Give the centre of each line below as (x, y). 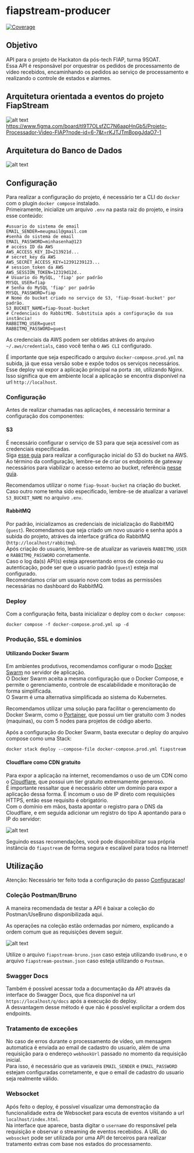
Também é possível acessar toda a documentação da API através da (88, 988)
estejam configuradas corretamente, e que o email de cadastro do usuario (95, 1072)
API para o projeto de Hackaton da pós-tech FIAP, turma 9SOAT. (83, 59)
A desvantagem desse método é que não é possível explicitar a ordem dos (96, 1007)
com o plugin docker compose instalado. (53, 204)
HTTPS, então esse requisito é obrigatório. (57, 800)
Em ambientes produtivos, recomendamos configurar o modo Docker (89, 666)
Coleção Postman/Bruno (42, 895)
